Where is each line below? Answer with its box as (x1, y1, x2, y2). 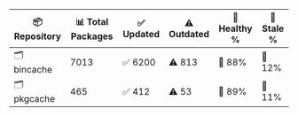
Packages (70, 30, 114, 43)
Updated (122, 28, 161, 40)
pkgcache (13, 93, 56, 104)
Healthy (218, 22, 253, 35)
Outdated (168, 28, 210, 40)
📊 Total (74, 15, 109, 27)
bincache (13, 64, 53, 75)
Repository (13, 30, 62, 43)
